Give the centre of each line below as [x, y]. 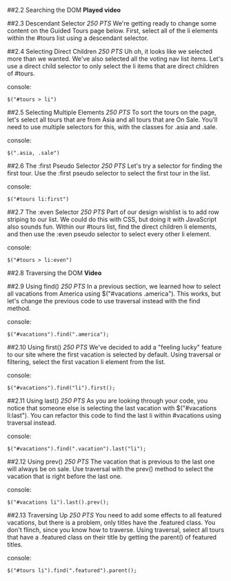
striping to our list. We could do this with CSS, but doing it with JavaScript [112, 219]
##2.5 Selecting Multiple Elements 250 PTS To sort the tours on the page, [112, 112]
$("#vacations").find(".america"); [58, 334]
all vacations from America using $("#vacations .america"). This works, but [114, 294]
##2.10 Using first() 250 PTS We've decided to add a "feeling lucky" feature [114, 347]
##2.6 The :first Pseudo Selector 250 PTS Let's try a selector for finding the [115, 166]
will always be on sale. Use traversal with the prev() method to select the [110, 469]
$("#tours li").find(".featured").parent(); [72, 571]
